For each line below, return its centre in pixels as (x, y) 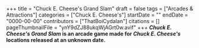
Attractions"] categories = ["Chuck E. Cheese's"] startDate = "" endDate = (97, 15)
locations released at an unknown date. (56, 40)
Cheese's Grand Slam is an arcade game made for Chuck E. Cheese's (94, 34)
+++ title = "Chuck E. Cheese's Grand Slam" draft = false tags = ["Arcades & (100, 9)
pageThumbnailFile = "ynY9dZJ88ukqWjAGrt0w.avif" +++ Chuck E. (89, 27)
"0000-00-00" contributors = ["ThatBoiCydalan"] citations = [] (83, 21)
